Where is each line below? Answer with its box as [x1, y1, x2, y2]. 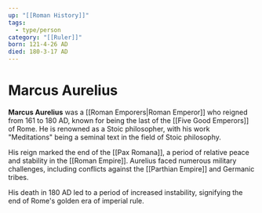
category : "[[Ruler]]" [8, 33, 82, 42]
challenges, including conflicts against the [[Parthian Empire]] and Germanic [8, 164, 255, 173]
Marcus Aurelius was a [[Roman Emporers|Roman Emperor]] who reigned [8, 107, 248, 117]
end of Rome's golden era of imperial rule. [8, 196, 144, 205]
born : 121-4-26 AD [8, 41, 68, 49]
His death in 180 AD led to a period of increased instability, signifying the [8, 187, 243, 197]
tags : [8, 19, 26, 27]
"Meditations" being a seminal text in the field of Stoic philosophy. [8, 132, 221, 142]
